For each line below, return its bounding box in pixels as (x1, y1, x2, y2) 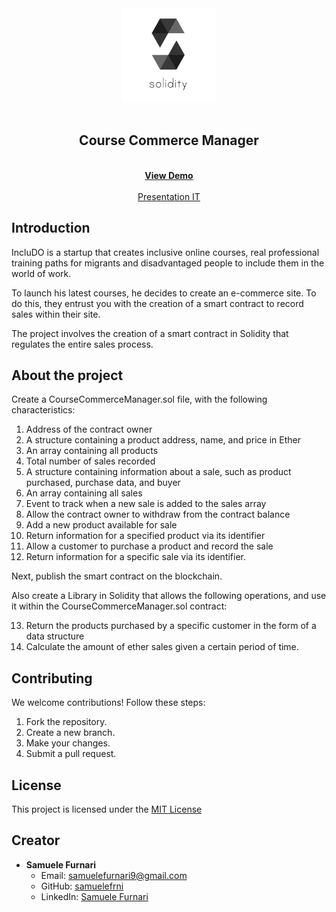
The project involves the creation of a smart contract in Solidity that (11, 327, 289, 339)
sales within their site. (11, 308, 101, 320)
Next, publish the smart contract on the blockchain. (11, 570, 223, 582)
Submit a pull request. (25, 748, 117, 760)
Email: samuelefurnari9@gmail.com (40, 869, 188, 881)
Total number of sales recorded (25, 455, 156, 467)
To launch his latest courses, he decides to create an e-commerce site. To (11, 287, 317, 299)
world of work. (11, 267, 72, 279)
